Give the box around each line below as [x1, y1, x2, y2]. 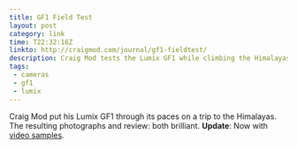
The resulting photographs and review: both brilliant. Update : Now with [9, 120, 268, 130]
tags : [9, 63, 29, 71]
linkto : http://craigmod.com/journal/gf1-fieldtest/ [9, 46, 208, 55]
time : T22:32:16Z [9, 37, 73, 47]
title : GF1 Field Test [9, 12, 93, 22]
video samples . [9, 130, 65, 140]
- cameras [12, 71, 49, 79]
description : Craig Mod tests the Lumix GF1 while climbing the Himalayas [9, 54, 291, 63]
